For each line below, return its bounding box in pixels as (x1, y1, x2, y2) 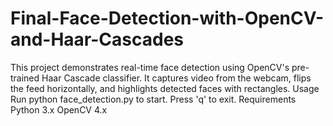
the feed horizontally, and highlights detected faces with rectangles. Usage (10, 82, 320, 94)
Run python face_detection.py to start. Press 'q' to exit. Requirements (10, 93, 297, 105)
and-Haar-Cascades (10, 28, 185, 51)
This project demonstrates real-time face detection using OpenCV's (10, 61, 290, 73)
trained (10, 72, 40, 84)
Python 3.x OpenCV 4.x (10, 103, 108, 116)
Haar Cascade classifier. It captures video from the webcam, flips (41, 72, 312, 84)
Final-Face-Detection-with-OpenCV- (10, 7, 325, 30)
